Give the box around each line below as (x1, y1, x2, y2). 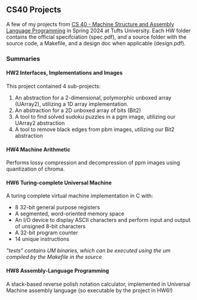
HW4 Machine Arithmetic (6, 146, 70, 153)
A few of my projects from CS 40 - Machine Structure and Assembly (6, 20, 174, 27)
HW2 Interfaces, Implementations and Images (6, 69, 123, 76)
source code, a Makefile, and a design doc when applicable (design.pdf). (6, 39, 186, 47)
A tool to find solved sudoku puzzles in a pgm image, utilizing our (14, 113, 176, 120)
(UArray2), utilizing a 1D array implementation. (14, 100, 128, 107)
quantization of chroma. (6, 165, 65, 172)
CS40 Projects (6, 5, 61, 15)
